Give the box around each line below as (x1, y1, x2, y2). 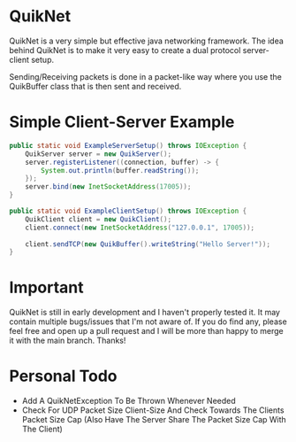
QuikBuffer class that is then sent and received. (9, 81, 182, 91)
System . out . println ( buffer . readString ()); (41, 166, 200, 174)
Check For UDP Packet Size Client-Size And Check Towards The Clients (21, 405, 285, 415)
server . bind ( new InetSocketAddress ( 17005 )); (25, 182, 192, 191)
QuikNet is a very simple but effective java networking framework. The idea (9, 35, 285, 46)
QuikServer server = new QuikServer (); (25, 149, 172, 159)
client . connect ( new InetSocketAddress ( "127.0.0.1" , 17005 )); (25, 223, 254, 232)
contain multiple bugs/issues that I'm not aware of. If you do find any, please (9, 316, 287, 327)
